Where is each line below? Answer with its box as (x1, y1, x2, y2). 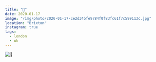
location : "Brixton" (5, 20, 47, 25)
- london (9, 34, 27, 39)
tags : (5, 29, 16, 34)
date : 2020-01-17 (5, 12, 40, 16)
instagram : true (5, 25, 38, 30)
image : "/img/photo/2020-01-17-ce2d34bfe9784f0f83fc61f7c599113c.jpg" (5, 16, 152, 21)
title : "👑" (5, 7, 27, 12)
